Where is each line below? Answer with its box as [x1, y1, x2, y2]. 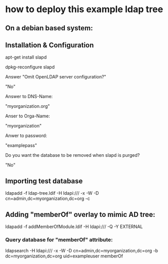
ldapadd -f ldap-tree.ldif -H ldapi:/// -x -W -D [5, 190, 99, 196]
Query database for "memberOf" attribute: [5, 236, 113, 243]
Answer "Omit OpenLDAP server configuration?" [5, 74, 106, 80]
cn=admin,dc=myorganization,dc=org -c [5, 196, 90, 202]
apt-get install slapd [5, 54, 47, 60]
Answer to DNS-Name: [5, 94, 53, 100]
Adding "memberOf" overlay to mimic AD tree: [5, 210, 155, 218]
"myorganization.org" [5, 103, 50, 109]
